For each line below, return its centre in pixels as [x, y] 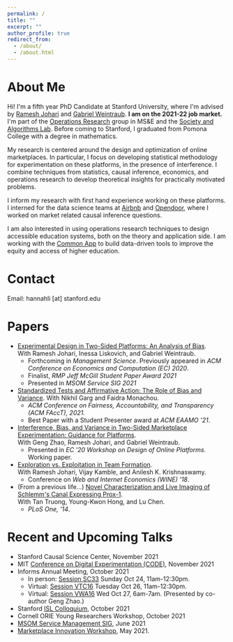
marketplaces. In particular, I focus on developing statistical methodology [113, 157]
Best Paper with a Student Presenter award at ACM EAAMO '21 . [119, 420]
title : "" [22, 20]
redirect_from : [29, 40]
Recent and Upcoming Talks [90, 537]
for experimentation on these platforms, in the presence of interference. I [112, 164]
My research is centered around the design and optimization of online [107, 149]
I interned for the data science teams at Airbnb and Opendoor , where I [108, 207]
